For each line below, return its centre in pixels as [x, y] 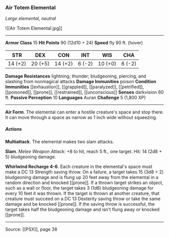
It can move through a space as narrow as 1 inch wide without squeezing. [81, 117]
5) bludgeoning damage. [31, 157]
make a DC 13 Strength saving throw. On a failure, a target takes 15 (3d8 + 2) [84, 172]
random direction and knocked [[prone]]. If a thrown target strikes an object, [84, 183]
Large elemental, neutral [31, 19]
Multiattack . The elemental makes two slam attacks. [60, 142]
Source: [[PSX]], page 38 [31, 229]
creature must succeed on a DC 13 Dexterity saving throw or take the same [83, 199]
